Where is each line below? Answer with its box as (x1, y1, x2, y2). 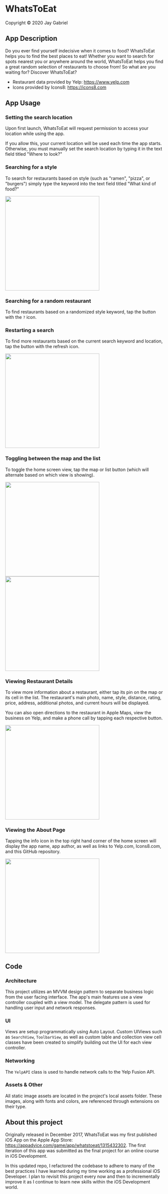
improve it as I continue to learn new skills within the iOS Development (5, 1178, 150, 1184)
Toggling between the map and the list (5, 455, 101, 462)
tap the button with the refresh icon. (5, 344, 80, 350)
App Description (5, 34, 58, 43)
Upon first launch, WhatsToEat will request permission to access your (5, 125, 149, 131)
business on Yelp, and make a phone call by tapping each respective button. (5, 715, 163, 721)
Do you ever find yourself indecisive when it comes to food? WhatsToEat (5, 47, 155, 53)
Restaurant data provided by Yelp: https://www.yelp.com (12, 79, 129, 85)
